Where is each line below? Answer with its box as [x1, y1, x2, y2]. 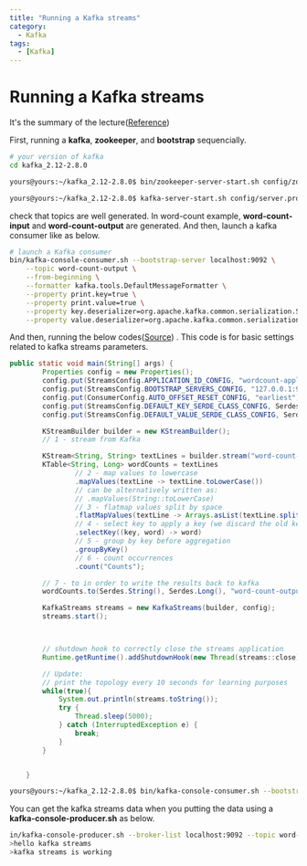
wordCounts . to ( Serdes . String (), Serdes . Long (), [42, 586, 227, 597]
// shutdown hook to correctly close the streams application [42, 645, 284, 654]
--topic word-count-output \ [26, 264, 137, 274]
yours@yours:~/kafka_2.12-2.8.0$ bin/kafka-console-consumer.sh [9, 787, 259, 796]
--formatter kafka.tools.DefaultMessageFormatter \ [26, 281, 227, 290]
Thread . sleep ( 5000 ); [74, 712, 153, 722]
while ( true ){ [42, 686, 92, 695]
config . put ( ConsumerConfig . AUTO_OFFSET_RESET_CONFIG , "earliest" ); [42, 393, 304, 402]
